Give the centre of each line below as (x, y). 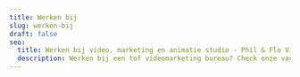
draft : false (33, 34)
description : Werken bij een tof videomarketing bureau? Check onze (147, 58)
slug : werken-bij (42, 26)
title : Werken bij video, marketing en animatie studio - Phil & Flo (149, 50)
